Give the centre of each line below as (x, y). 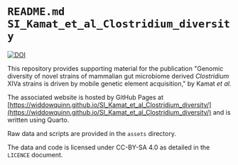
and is (222, 112)
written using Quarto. (38, 120)
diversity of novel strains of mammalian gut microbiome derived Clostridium (118, 76)
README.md (36, 12)
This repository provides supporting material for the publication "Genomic (115, 68)
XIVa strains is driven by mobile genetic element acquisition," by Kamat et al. (119, 84)
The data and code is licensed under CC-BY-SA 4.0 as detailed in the (109, 147)
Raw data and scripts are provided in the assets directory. (92, 133)
